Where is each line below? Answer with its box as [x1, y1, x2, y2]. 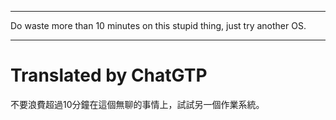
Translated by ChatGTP [10, 64, 208, 87]
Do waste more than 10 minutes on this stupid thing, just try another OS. [10, 20, 307, 31]
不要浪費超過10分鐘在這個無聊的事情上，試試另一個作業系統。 [10, 98, 265, 110]
